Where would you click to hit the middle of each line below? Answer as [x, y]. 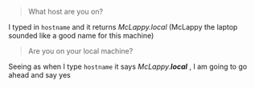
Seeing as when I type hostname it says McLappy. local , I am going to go [128, 66]
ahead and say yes [39, 75]
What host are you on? [65, 12]
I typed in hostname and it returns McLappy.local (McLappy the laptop [123, 27]
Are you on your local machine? [80, 51]
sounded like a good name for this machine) [81, 36]
